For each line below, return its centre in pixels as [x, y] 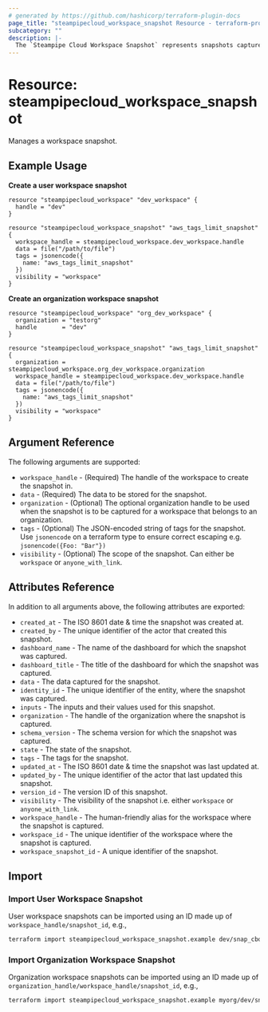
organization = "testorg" [59, 320]
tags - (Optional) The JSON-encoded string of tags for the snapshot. [132, 528]
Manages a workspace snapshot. [63, 141]
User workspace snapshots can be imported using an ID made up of [120, 916]
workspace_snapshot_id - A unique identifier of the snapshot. [119, 851]
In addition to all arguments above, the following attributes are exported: [127, 606]
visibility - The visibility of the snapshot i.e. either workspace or [126, 800]
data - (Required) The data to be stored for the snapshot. [113, 494]
